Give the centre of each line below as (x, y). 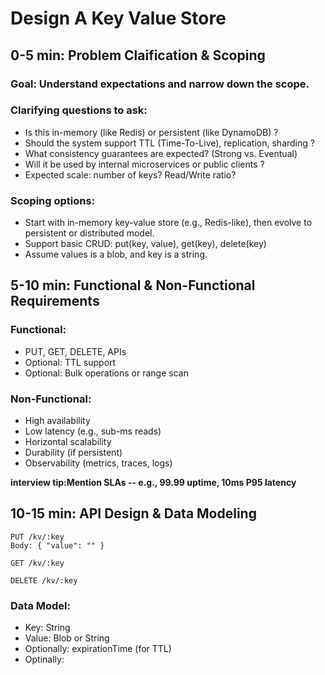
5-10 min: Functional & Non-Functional (133, 285)
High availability (57, 421)
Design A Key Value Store (118, 18)
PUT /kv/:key (37, 537)
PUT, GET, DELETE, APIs (75, 351)
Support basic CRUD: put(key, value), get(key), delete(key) (145, 244)
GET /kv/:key (37, 563)
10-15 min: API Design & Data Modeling (133, 513)
